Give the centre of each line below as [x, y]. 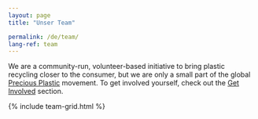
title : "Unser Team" [42, 23]
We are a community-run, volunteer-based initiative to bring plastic [117, 67]
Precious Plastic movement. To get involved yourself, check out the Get [124, 83]
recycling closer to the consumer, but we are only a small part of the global [129, 74]
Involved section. [36, 92]
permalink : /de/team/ [44, 37]
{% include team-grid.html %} [57, 106]
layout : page [29, 15]
